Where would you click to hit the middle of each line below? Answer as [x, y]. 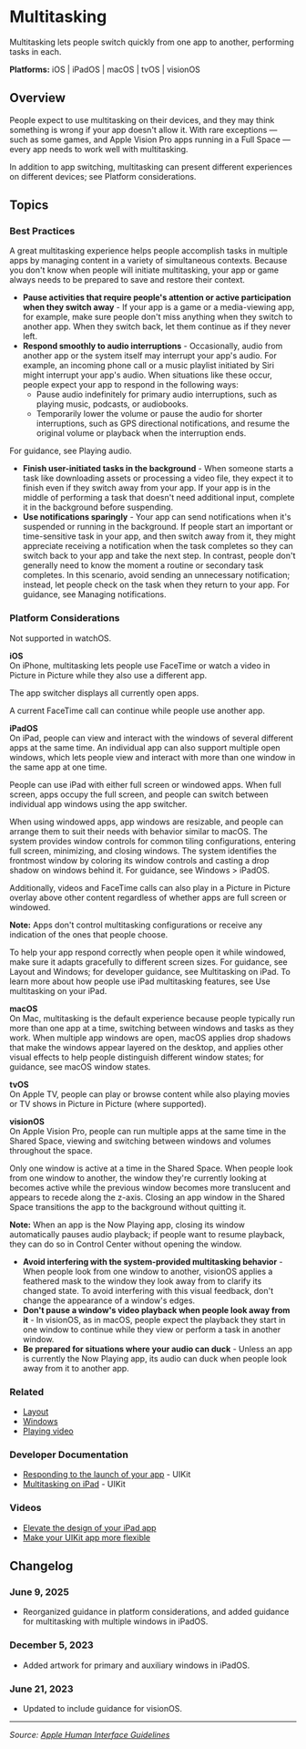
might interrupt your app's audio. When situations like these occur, [148, 375]
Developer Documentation [69, 1454]
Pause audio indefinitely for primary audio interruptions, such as [157, 395]
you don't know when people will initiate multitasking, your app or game [144, 270]
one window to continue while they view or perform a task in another [152, 1330]
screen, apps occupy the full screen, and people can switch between [139, 794]
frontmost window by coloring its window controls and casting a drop [140, 860]
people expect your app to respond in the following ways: [130, 385]
